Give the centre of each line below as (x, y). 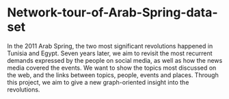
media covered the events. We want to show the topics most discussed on (112, 68)
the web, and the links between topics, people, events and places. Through (113, 75)
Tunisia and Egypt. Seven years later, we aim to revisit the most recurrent (110, 53)
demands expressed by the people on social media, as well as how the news (115, 60)
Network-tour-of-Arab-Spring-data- (112, 13)
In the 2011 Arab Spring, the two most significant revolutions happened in (110, 46)
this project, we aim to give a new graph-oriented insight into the (98, 82)
